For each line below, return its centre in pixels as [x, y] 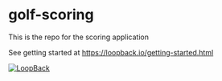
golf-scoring [51, 15]
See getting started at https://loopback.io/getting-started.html [111, 52]
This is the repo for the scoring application [78, 37]
